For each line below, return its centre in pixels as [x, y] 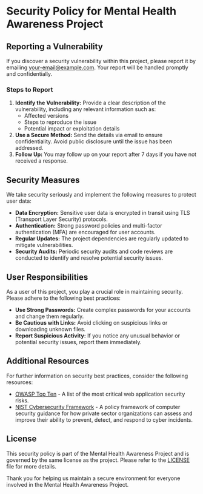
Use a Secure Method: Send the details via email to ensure [89, 135]
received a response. [42, 161]
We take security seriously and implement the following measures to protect [101, 195]
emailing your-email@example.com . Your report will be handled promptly [98, 67]
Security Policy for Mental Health [92, 11]
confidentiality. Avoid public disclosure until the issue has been [94, 141]
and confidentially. [29, 74]
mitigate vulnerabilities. [44, 245]
